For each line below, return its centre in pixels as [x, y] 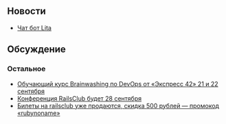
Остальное [26, 69]
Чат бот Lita [34, 27]
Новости [26, 11]
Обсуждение [37, 50]
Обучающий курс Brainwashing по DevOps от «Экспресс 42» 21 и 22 [117, 84]
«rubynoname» [38, 113]
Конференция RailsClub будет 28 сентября [79, 98]
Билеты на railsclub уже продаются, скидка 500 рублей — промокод [118, 106]
